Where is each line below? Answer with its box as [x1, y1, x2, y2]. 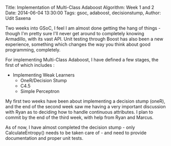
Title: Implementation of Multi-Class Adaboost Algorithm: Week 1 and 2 [5, 5, 155, 10]
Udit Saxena [5, 15, 31, 21]
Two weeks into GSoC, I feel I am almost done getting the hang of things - [5, 25, 161, 31]
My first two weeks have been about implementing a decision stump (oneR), [5, 98, 165, 104]
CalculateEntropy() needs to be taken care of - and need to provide [5, 130, 147, 136]
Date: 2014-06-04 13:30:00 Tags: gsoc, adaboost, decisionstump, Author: [5, 10, 161, 16]
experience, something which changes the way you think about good [5, 41, 151, 47]
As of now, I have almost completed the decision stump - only [5, 125, 135, 130]
